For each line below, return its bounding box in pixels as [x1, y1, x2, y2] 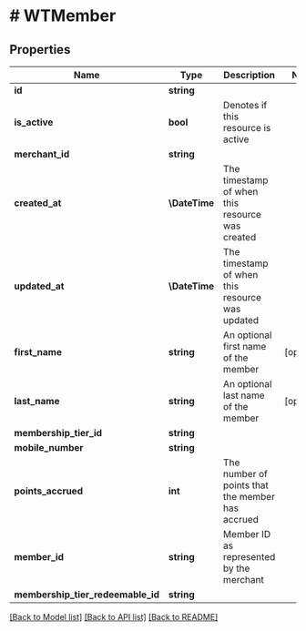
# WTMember [9, 5, 117, 26]
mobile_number [14, 442, 84, 453]
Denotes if [222, 99, 268, 111]
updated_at [14, 280, 65, 292]
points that [222, 479, 269, 492]
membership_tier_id [14, 427, 103, 439]
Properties [9, 42, 71, 57]
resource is [222, 122, 271, 134]
